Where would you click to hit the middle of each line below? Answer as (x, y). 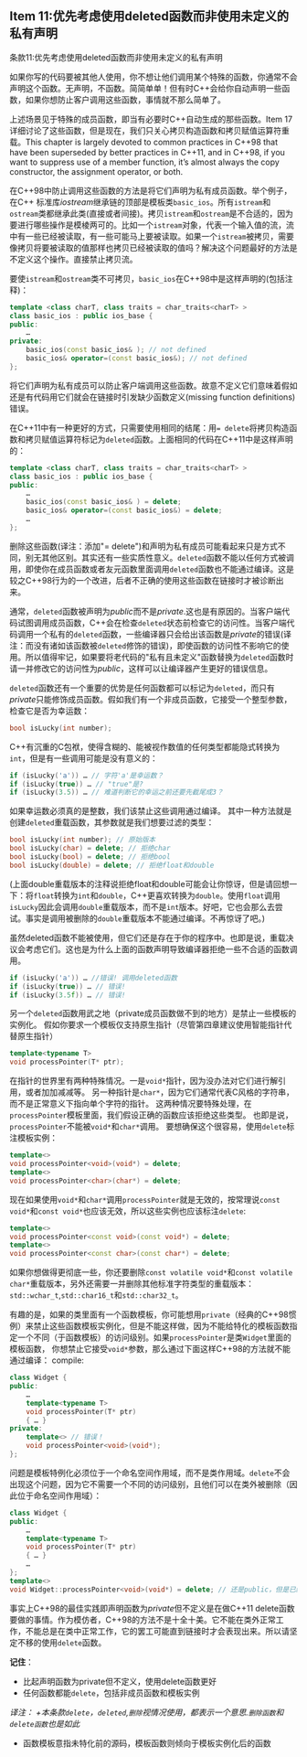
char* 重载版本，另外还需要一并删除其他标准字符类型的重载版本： (132, 1284)
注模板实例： (33, 1138)
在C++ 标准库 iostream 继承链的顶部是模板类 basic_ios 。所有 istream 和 (140, 202)
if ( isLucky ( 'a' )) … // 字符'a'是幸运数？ (87, 776)
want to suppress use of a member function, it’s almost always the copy (145, 162)
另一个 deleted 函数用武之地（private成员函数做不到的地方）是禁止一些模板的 (153, 1013)
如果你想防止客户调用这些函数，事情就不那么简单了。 (125, 100)
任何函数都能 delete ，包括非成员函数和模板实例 (111, 1693)
